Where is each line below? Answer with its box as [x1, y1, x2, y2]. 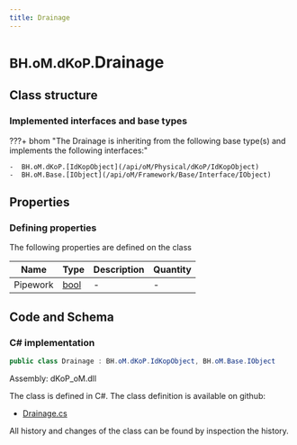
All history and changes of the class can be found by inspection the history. [9, 425, 290, 436]
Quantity [152, 263, 192, 276]
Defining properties [9, 222, 97, 234]
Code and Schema [9, 309, 114, 324]
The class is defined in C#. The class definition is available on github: [9, 390, 265, 401]
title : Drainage [9, 13, 70, 23]
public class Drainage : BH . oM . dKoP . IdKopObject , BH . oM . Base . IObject [9, 357, 276, 366]
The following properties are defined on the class [9, 242, 192, 253]
